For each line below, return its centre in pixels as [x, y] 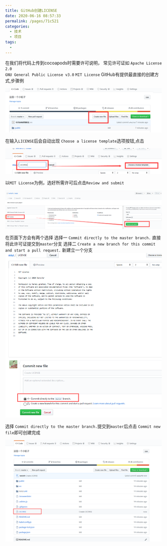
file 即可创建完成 [23, 433]
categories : [17, 26]
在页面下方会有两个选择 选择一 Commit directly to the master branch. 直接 [83, 238]
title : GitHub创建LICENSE [31, 10]
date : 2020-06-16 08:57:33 [33, 16]
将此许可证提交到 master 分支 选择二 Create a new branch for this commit [80, 244]
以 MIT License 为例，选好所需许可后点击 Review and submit [65, 183]
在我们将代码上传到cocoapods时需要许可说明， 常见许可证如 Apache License [83, 63]
